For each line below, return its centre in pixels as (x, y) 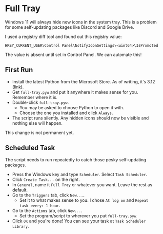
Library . (20, 226)
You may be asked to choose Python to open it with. (72, 107)
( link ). (18, 87)
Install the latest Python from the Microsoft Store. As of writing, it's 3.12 (83, 81)
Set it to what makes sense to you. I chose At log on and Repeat (84, 200)
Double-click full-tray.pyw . (41, 102)
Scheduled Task (30, 148)
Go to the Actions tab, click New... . (47, 211)
